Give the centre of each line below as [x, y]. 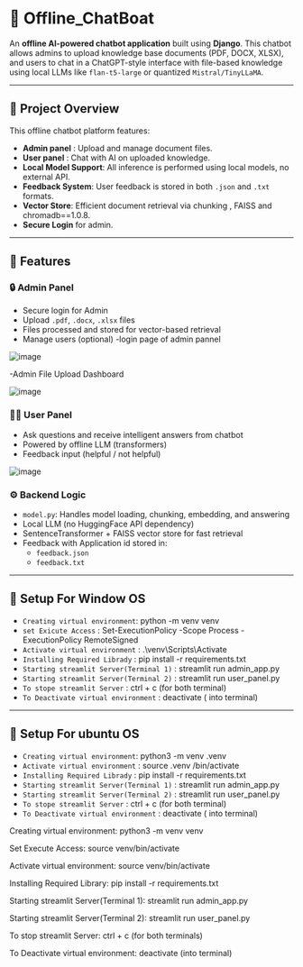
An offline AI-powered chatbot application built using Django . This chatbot [150, 43]
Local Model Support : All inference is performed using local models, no [156, 167]
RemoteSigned [111, 640]
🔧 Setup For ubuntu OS [74, 734]
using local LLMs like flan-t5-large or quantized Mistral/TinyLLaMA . [137, 72]
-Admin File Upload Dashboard [67, 374]
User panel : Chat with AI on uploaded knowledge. [116, 158]
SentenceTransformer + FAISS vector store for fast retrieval [133, 534]
